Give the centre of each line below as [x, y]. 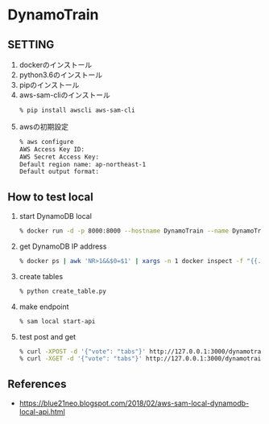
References [37, 384]
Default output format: [59, 172]
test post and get [48, 336]
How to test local [50, 197]
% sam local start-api [57, 321]
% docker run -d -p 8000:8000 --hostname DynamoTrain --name [124, 231]
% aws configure [46, 142]
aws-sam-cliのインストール [64, 95]
